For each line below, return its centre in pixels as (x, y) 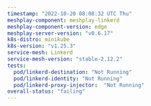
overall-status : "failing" (46, 91)
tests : (17, 66)
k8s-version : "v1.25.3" (42, 46)
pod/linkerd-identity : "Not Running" (68, 78)
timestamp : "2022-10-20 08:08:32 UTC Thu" (70, 14)
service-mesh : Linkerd (40, 53)
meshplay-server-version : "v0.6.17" (60, 33)
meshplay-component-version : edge (57, 26)
